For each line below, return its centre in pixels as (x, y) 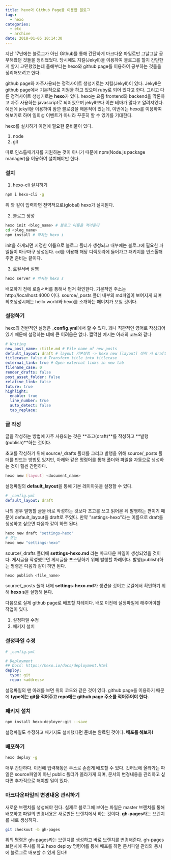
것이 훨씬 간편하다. (29, 466)
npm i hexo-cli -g (25, 195)
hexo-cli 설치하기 (30, 185)
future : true (19, 386)
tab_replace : (24, 410)
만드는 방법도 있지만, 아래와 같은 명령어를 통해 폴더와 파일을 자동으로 (82, 460)
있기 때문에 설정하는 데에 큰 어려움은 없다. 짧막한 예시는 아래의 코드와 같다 (78, 334)
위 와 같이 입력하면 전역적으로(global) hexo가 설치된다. (60, 205)
